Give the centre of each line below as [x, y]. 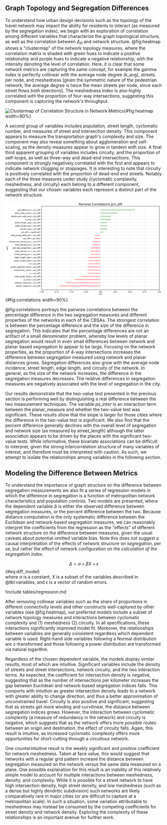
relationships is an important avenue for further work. [60, 818]
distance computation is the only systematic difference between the [75, 517]
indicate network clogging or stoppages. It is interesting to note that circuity [83, 168]
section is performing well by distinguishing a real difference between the [81, 399]
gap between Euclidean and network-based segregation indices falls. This [82, 686]
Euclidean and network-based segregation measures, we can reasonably [80, 522]
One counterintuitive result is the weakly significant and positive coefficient [83, 749]
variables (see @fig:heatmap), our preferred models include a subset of [79, 612]
